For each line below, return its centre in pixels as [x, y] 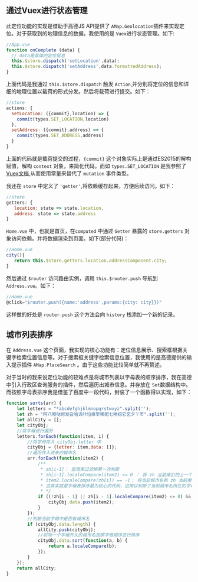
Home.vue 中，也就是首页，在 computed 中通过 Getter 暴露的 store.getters [95, 231]
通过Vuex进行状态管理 [47, 11]
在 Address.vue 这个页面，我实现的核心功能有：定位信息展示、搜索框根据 [94, 350]
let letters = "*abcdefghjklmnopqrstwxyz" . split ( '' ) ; [84, 409]
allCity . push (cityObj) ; [67, 530]
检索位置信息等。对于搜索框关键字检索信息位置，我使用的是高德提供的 [101, 357]
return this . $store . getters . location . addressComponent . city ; [90, 261]
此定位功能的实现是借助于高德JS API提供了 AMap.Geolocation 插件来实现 [93, 26]
